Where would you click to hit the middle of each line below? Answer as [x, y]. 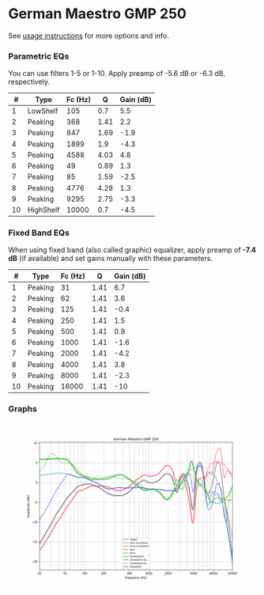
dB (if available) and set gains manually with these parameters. [111, 259]
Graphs [23, 409]
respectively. [29, 82]
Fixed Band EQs [39, 233]
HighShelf [43, 210]
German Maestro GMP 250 [98, 14]
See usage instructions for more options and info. [89, 36]
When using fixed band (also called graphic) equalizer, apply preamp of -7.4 [132, 250]
